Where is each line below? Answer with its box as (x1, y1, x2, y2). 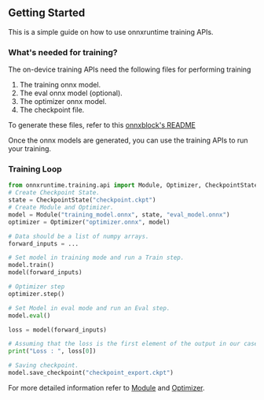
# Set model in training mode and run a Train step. (8, 254, 185, 262)
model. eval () (8, 311, 51, 320)
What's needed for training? (8, 46, 118, 57)
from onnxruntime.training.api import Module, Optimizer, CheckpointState (8, 181, 258, 190)
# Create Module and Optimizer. (8, 204, 114, 212)
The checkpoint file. (19, 106, 85, 115)
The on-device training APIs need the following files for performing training (8, 65, 251, 74)
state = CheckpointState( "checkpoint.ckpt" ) (8, 196, 156, 204)
